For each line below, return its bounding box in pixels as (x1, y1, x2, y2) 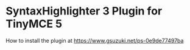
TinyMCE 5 (5, 17, 63, 31)
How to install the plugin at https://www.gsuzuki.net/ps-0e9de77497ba (5, 37, 184, 44)
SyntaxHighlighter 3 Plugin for (5, 4, 163, 18)
